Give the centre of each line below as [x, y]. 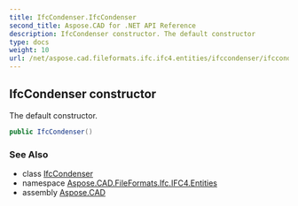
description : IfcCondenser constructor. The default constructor [132, 34]
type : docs [29, 42]
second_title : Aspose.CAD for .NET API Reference [103, 26]
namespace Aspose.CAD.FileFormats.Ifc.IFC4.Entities [119, 183]
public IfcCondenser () [51, 132]
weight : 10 [29, 50]
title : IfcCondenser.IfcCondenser [73, 17]
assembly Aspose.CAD [64, 192]
